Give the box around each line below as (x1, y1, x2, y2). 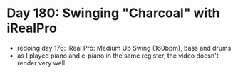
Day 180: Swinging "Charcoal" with (6, 5, 220, 21)
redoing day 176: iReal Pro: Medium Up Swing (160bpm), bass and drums (16, 43, 232, 52)
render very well (16, 58, 66, 67)
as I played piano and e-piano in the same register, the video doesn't (16, 51, 219, 60)
